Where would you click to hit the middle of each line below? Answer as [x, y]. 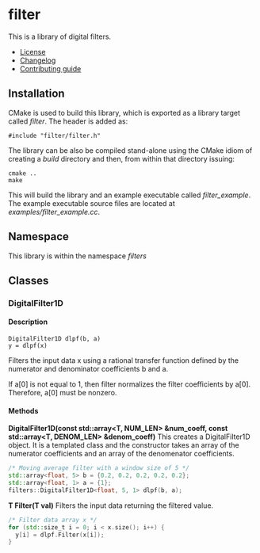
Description [28, 322]
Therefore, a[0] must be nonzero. [63, 393]
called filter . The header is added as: [68, 121]
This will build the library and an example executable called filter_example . [130, 195]
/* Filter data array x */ [53, 520]
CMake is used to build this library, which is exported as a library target [124, 113]
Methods [23, 410]
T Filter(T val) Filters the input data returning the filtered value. [111, 505]
